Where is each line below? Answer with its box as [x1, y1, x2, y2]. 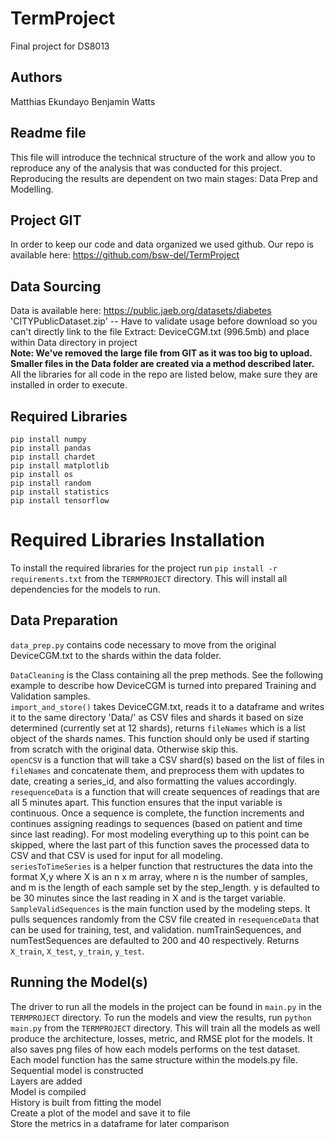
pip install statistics [10, 487, 110, 497]
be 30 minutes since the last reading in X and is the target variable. [10, 892, 287, 904]
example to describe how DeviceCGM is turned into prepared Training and [10, 679, 317, 691]
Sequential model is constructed [10, 1064, 144, 1076]
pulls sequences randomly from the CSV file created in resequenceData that [10, 913, 320, 925]
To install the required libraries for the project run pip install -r [10, 562, 278, 574]
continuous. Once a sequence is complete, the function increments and [10, 807, 305, 819]
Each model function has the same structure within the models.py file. [10, 1053, 298, 1066]
